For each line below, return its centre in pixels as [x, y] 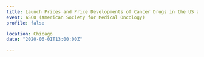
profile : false [25, 23]
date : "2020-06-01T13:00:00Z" [45, 40]
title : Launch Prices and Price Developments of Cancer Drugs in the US [100, 12]
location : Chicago [29, 34]
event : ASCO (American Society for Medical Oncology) [76, 17]
